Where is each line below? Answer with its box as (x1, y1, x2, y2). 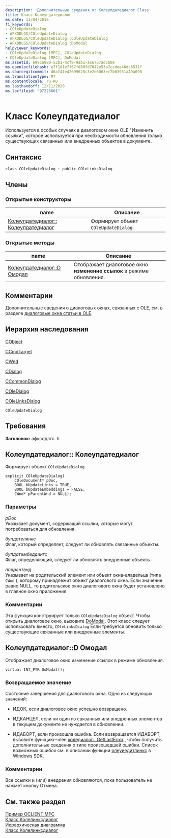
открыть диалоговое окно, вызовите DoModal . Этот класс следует (5, 618, 150, 624)
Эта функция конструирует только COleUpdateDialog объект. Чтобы (5, 613, 150, 619)
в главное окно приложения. (5, 588, 68, 594)
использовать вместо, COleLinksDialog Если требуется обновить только (5, 623, 162, 629)
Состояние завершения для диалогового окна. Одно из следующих (5, 691, 153, 697)
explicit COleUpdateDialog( (5, 473, 65, 479)
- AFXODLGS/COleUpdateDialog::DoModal (5, 41, 88, 46)
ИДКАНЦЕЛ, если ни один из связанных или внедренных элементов (12, 716, 163, 722)
